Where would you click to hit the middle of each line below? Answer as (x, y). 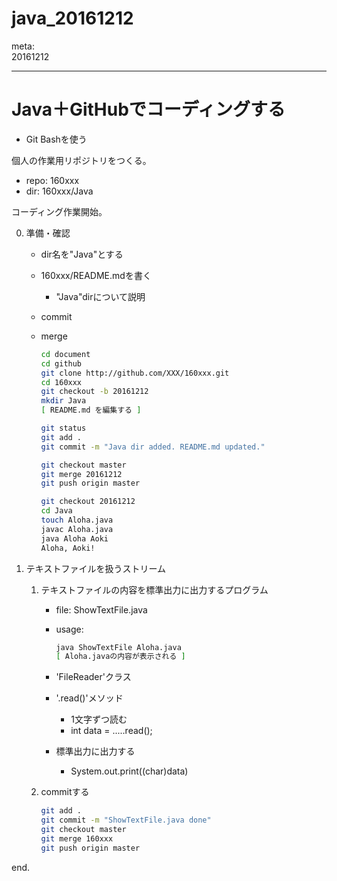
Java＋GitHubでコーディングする (148, 109)
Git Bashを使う (56, 139)
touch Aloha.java (77, 520)
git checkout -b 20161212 (94, 392)
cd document (65, 354)
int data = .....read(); (111, 731)
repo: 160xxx (52, 180)
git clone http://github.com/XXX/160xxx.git (135, 373)
